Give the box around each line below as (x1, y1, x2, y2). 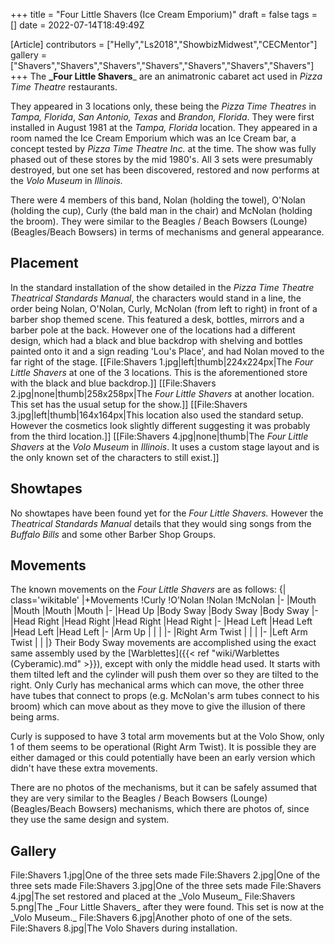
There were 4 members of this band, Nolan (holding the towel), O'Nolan (10, 194, 306, 206)
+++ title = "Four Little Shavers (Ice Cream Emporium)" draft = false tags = (10, 9, 318, 20)
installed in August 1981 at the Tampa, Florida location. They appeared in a (10, 122, 318, 133)
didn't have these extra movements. (10, 762, 158, 774)
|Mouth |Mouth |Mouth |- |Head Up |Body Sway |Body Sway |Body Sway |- (10, 605, 319, 617)
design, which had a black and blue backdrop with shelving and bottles (10, 334, 303, 346)
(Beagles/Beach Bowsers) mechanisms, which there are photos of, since (10, 803, 310, 815)
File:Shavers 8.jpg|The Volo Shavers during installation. (10, 922, 238, 934)
